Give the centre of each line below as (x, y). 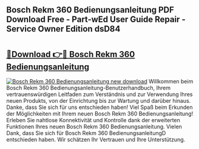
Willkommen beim (171, 81)
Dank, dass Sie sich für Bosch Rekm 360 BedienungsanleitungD (86, 133)
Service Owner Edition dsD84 (63, 29)
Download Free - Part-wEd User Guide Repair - (96, 20)
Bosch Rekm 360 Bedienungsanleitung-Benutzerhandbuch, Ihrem (89, 88)
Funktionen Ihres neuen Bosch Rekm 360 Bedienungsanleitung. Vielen (94, 126)
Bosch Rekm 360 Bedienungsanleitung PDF (90, 10)
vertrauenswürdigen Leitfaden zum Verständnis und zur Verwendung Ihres (99, 94)
